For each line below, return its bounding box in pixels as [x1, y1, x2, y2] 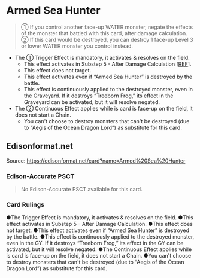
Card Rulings [6, 200, 45, 209]
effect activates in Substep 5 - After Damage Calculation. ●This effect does [6, 221, 193, 228]
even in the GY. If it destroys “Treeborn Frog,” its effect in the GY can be [6, 240, 184, 247]
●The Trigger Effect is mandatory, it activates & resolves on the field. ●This [6, 214, 193, 221]
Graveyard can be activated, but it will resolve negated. [23, 98, 160, 105]
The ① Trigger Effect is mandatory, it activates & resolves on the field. [14, 54, 190, 61]
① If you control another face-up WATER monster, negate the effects [20, 23, 193, 30]
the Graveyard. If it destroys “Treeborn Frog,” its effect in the [23, 92, 174, 99]
